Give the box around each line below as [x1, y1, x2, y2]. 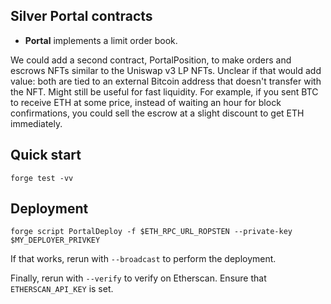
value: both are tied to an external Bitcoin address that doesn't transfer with [10, 75, 322, 87]
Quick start [10, 147, 82, 164]
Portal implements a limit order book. [24, 34, 178, 46]
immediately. [10, 117, 63, 129]
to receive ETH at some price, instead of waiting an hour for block [10, 96, 282, 108]
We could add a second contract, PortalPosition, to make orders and [10, 54, 292, 66]
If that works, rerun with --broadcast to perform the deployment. [10, 253, 277, 265]
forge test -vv [10, 173, 74, 183]
